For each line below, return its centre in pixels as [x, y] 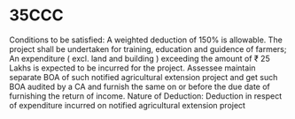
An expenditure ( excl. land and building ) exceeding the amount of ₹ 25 [140, 58]
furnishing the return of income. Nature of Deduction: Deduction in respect [145, 96]
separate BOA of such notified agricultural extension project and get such [144, 77]
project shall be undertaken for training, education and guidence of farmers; [148, 48]
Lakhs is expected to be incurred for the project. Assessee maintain [132, 68]
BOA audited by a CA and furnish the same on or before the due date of [140, 86]
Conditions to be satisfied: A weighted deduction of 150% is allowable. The [146, 40]
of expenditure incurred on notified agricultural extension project [128, 105]
